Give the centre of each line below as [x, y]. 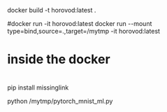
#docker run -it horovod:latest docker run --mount [80, 23]
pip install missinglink [38, 87]
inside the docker [59, 59]
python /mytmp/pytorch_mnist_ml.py [60, 101]
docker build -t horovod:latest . [52, 10]
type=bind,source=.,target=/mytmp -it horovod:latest [84, 31]
